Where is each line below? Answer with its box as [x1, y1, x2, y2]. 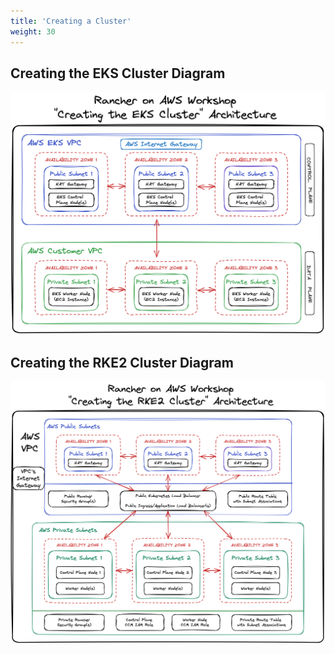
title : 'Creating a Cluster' [10, 16, 132, 26]
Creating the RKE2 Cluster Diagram [10, 355, 234, 372]
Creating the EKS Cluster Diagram [10, 65, 226, 82]
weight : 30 [10, 26, 56, 37]
